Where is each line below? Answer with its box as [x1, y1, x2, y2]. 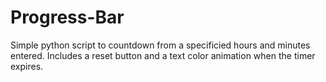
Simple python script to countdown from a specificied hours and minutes [10, 39, 311, 51]
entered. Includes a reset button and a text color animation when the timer [10, 49, 316, 61]
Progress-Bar [10, 6, 125, 29]
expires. [10, 60, 44, 72]
